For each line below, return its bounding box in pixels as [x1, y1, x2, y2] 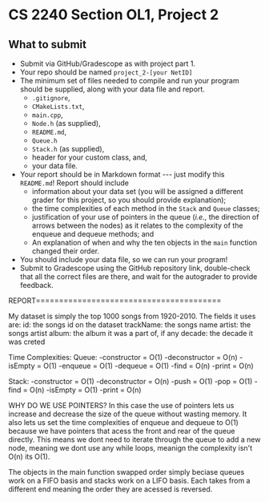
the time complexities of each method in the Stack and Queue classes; [31, 204, 260, 213]
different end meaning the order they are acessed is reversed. [8, 484, 213, 494]
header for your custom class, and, [31, 152, 148, 162]
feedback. [19, 281, 54, 289]
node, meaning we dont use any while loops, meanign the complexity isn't [8, 443, 253, 452]
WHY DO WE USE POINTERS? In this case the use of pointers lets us [8, 401, 235, 410]
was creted [8, 337, 46, 346]
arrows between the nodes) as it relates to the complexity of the [31, 221, 243, 230]
